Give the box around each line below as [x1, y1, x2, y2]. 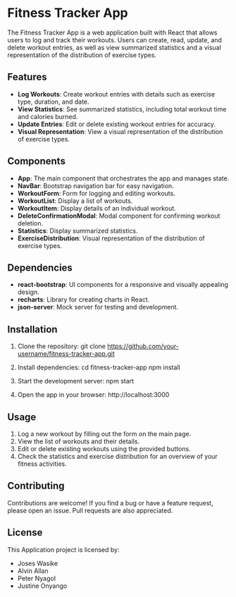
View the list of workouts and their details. [17, 437, 139, 445]
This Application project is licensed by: [7, 545, 120, 554]
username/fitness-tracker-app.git [17, 350, 115, 358]
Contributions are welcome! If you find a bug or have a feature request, [7, 498, 213, 507]
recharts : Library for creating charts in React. [17, 295, 150, 304]
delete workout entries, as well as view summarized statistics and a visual [7, 43, 222, 51]
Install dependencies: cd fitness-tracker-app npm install [17, 363, 181, 371]
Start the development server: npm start [17, 377, 135, 386]
